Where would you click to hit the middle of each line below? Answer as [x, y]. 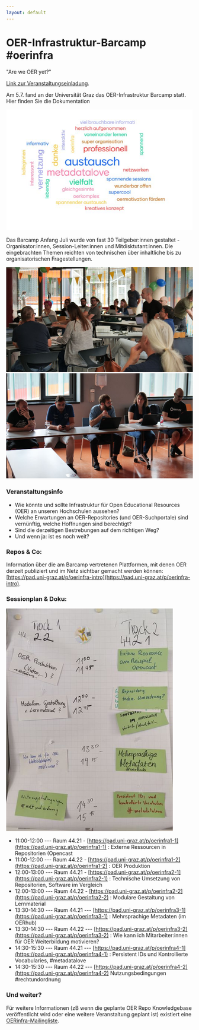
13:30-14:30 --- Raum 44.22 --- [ [55, 929]
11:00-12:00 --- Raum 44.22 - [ [52, 860]
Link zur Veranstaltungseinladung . [48, 83]
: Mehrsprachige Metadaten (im [148, 917]
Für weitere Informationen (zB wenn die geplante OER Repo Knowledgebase [99, 1008]
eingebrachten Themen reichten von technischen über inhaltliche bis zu [94, 253]
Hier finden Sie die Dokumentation [48, 101]
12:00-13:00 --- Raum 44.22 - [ [53, 891]
